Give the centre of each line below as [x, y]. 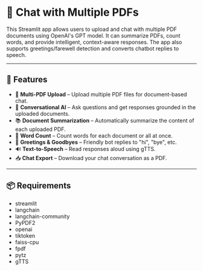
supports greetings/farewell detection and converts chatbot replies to [93, 49]
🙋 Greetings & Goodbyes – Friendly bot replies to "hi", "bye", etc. [96, 142]
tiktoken [25, 235]
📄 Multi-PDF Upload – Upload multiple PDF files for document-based [101, 94]
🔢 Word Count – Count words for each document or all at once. [94, 135]
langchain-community [42, 216]
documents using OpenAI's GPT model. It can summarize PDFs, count [93, 35]
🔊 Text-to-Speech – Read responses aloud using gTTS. [85, 149]
